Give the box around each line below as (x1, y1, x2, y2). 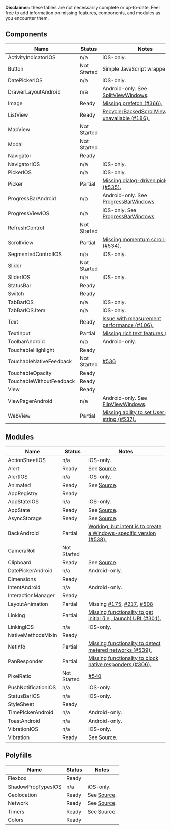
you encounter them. (5, 15, 49, 21)
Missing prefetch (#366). (102, 100, 163, 107)
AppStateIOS (8, 498, 39, 505)
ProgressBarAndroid (8, 195, 56, 202)
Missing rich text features (102, 330, 164, 337)
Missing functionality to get (88, 608, 154, 615)
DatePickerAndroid (8, 567, 53, 574)
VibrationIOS (8, 725, 38, 732)
